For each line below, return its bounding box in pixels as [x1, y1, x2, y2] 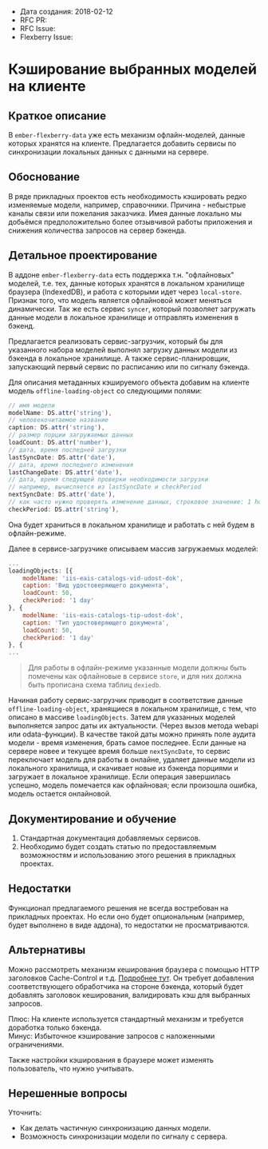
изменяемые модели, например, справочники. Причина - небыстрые [8, 200, 246, 209]
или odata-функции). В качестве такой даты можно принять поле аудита [8, 729, 256, 739]
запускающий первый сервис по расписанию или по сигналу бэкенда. [8, 361, 250, 371]
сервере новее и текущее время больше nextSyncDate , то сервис [8, 747, 231, 756]
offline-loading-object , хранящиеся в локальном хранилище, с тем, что [8, 704, 257, 714]
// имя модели [8, 401, 56, 409]
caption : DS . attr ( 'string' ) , [8, 424, 105, 432]
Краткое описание [8, 109, 106, 122]
